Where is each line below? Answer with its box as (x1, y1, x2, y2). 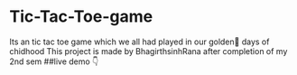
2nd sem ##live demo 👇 (9, 56, 99, 67)
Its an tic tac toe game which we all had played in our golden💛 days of (9, 36, 270, 47)
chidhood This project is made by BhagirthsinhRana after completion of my (9, 45, 288, 56)
